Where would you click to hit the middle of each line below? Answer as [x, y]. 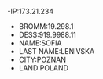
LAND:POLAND [43, 68]
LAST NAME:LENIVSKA [57, 51]
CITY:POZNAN [42, 59]
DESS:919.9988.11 [47, 35]
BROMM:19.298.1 [46, 26]
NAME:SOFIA [40, 43]
